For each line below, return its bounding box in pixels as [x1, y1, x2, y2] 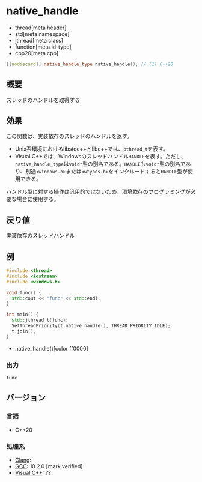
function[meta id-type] [14, 43, 72, 50]
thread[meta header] [14, 24, 67, 31]
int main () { [6, 312, 39, 318]
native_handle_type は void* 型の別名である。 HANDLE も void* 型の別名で [14, 160, 186, 167]
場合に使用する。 [16, 196, 59, 203]
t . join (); [11, 328, 36, 334]
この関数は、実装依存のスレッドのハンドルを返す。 [6, 133, 132, 140]
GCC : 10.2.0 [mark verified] [14, 462, 83, 469]
